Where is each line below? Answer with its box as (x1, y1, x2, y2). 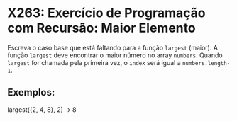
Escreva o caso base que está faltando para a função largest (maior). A (7, 43, 219, 52)
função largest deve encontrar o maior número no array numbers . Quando (7, 51, 223, 59)
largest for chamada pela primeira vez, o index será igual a (7, 58, 181, 67)
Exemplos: (7, 86, 55, 98)
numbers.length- (182, 59, 231, 67)
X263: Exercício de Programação (7, 5, 206, 21)
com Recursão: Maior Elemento (7, 20, 197, 36)
